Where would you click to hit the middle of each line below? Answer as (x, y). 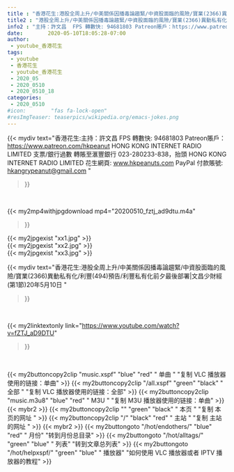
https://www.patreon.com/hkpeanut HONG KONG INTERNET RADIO (104, 145)
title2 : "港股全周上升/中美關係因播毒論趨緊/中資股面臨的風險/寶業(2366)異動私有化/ (119, 20)
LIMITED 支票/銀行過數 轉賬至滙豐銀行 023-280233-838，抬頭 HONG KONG (117, 154)
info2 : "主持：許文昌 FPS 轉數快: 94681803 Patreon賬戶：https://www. (109, 26)
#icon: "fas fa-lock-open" (57, 111)
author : (18, 40)
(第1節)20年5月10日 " (37, 284)
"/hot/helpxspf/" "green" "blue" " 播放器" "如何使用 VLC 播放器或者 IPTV (111, 453)
